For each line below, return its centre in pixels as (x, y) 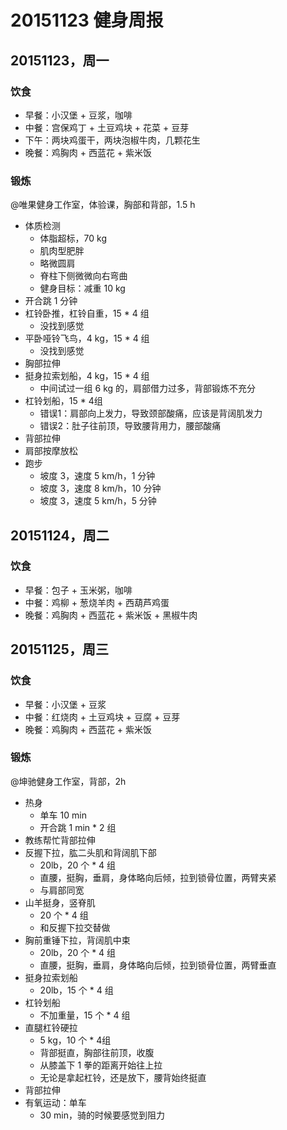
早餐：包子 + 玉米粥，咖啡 (78, 590)
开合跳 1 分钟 (51, 301)
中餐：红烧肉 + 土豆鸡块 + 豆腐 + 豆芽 (102, 717)
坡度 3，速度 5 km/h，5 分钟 (98, 501)
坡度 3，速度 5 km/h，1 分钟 (97, 476)
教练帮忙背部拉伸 (60, 840)
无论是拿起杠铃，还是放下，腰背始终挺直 (123, 1077)
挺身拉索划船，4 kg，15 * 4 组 (87, 376)
